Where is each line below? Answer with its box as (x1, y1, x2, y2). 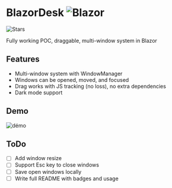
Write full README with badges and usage (14, 175, 119, 182)
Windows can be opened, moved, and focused (14, 76, 129, 83)
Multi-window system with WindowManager (14, 70, 123, 77)
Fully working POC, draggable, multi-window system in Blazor (6, 37, 157, 44)
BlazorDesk (6, 6, 64, 20)
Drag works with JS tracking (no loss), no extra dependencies (14, 82, 166, 90)
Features (6, 54, 40, 65)
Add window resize (14, 155, 62, 162)
